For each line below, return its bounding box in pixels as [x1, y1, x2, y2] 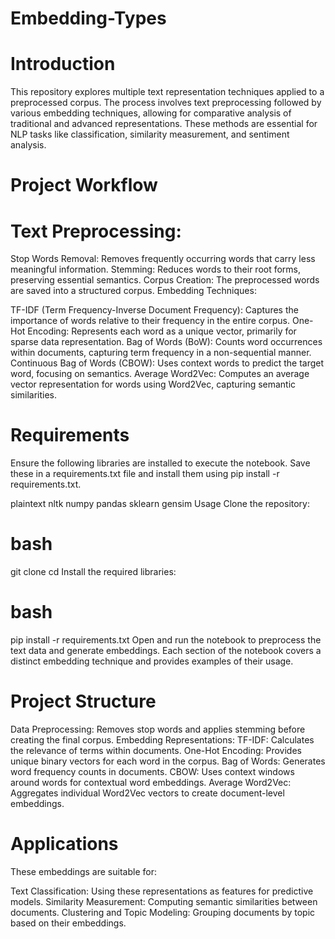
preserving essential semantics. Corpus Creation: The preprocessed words [10, 274, 320, 286]
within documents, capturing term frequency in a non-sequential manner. [10, 347, 312, 359]
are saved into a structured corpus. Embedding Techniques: [10, 285, 257, 297]
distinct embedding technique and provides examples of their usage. [10, 655, 294, 667]
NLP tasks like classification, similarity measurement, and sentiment [10, 128, 290, 141]
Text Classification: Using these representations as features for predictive [10, 885, 314, 897]
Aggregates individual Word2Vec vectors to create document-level [10, 787, 285, 799]
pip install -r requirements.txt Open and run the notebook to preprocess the [10, 634, 322, 646]
